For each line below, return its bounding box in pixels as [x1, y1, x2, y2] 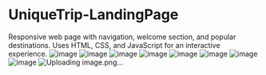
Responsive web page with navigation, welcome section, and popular [8, 32, 236, 41]
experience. [8, 49, 48, 58]
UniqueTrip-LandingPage [8, 6, 179, 24]
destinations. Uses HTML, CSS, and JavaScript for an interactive [8, 40, 221, 49]
